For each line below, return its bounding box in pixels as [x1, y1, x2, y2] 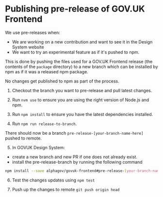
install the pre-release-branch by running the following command [12, 159, 143, 165]
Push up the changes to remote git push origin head [12, 186, 120, 192]
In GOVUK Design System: [12, 144, 65, 150]
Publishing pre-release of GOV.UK [5, 3, 145, 14]
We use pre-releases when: [5, 29, 60, 35]
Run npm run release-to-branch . [12, 121, 77, 127]
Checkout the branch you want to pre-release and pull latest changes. [12, 87, 152, 93]
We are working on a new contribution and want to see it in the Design [12, 39, 153, 44]
